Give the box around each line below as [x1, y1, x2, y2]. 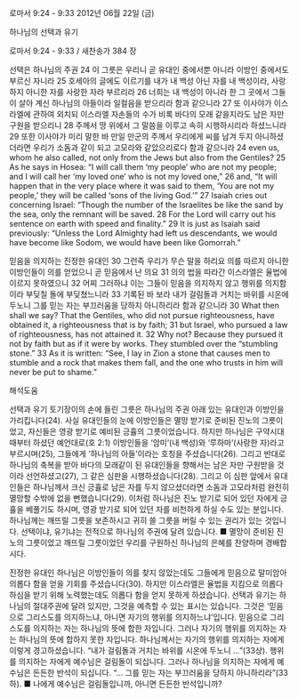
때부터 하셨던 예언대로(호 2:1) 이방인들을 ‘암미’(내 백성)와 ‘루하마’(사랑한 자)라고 [9, 437, 285, 447]
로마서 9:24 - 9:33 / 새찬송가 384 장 [9, 45, 137, 56]
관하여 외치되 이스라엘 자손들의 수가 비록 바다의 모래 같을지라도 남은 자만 [32, 109, 285, 119]
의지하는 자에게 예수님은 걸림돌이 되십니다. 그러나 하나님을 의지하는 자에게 [18, 656, 276, 667]
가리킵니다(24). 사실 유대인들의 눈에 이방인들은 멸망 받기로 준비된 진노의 [9, 415, 260, 425]
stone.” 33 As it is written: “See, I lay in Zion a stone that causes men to [9, 348, 271, 358]
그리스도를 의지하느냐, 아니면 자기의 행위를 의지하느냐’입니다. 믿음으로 [25, 612, 269, 622]
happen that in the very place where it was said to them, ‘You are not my [9, 181, 274, 191]
